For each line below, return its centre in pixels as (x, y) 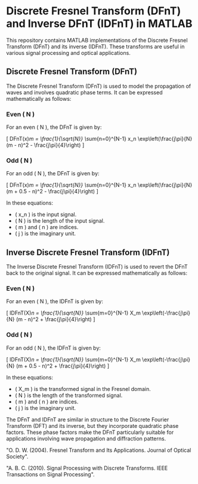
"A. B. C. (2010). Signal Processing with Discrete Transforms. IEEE (87, 468)
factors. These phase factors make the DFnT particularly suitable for (90, 432)
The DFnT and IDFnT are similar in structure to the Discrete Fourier (88, 420)
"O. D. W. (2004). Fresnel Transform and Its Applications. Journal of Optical (99, 450)
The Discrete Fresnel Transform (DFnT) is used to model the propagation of (99, 86)
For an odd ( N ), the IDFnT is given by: (54, 348)
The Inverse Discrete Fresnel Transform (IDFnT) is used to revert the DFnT (97, 267)
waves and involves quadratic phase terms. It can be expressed (84, 92)
